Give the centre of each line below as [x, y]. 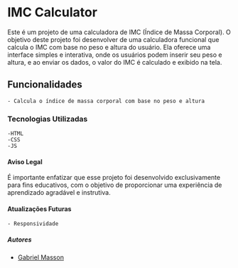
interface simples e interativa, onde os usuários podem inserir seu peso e [115, 55]
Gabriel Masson [40, 257]
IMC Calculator [53, 12]
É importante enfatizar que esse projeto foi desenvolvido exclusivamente [114, 178]
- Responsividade [33, 224]
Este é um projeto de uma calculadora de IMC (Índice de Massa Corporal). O [119, 32]
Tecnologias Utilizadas [48, 119]
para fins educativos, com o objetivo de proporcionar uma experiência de [115, 185]
